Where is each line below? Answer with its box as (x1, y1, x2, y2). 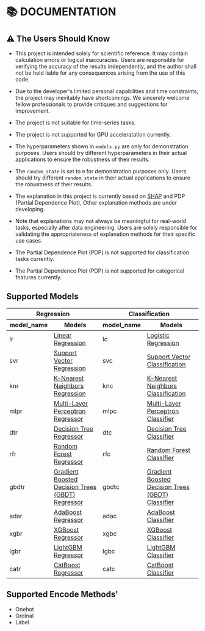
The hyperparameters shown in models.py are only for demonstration (15, 143, 189, 150)
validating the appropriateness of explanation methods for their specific (15, 230, 196, 238)
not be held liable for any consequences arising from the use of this (15, 69, 185, 77)
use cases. (15, 237, 43, 244)
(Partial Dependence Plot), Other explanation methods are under (15, 199, 178, 206)
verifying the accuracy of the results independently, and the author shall (15, 62, 197, 70)
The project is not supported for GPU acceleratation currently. (15, 131, 171, 138)
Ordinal (15, 612, 34, 619)
